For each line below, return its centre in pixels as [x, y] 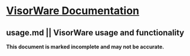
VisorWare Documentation [73, 11]
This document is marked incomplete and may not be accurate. [85, 47]
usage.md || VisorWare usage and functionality [95, 33]
